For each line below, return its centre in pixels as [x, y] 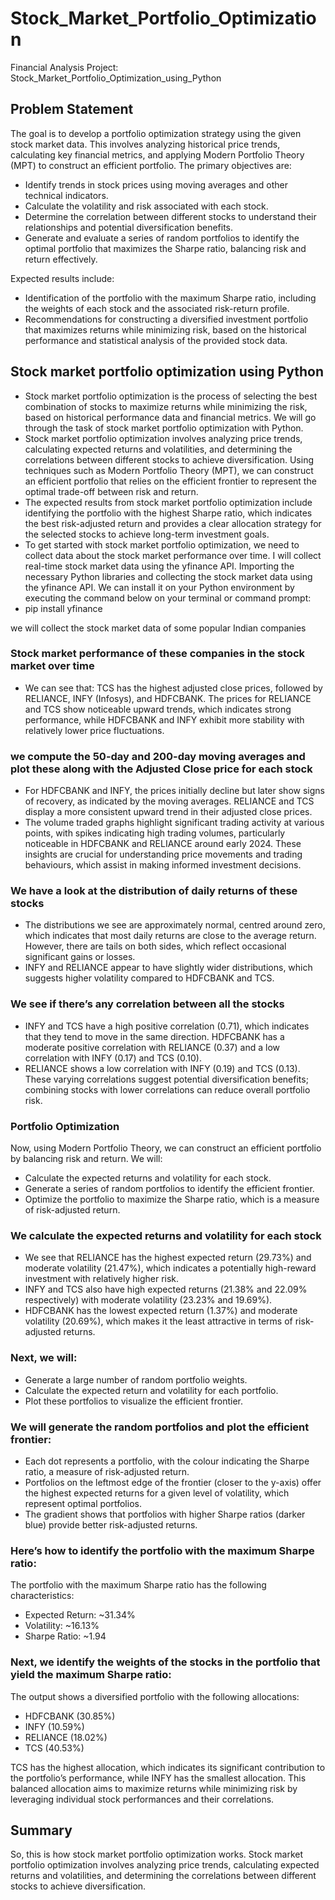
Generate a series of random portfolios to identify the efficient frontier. [169, 1189]
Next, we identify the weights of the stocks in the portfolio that [165, 1662]
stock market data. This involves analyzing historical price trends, [145, 144]
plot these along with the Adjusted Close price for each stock [161, 769]
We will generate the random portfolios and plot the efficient [160, 1427]
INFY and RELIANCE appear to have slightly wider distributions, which [168, 968]
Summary [41, 1830]
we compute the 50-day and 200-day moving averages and [158, 756]
